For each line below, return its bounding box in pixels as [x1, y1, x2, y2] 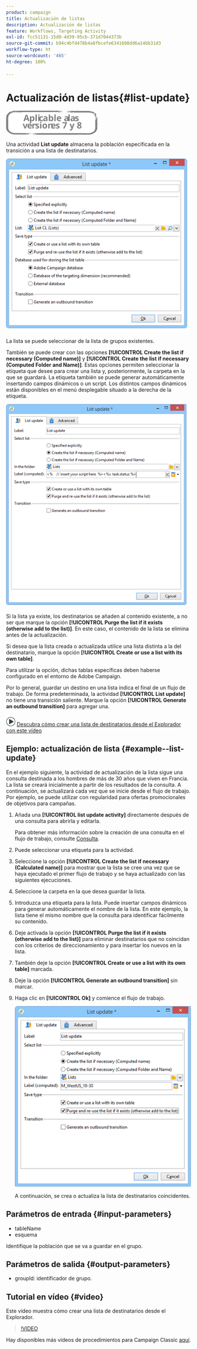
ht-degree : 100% [6, 59, 46, 64]
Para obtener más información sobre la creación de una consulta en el [14, 828, 185, 835]
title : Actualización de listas [6, 15, 85, 22]
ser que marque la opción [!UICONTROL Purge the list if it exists [6, 619, 163, 626]
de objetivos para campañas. [6, 800, 76, 807]
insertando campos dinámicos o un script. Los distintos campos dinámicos [6, 380, 187, 387]
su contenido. [14, 918, 48, 925]
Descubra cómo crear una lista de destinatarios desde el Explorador [16, 721, 181, 728]
